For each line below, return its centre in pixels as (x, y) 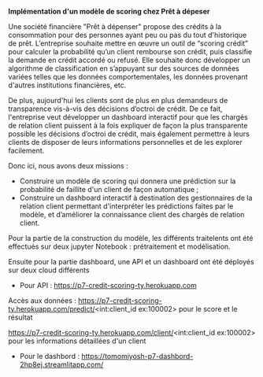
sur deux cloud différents (49, 270)
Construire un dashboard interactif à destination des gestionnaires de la (136, 198)
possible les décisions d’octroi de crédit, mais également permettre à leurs (129, 134)
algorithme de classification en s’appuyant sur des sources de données (124, 68)
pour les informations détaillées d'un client (77, 341)
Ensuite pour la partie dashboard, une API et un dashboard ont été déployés (131, 262)
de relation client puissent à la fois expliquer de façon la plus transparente (128, 126)
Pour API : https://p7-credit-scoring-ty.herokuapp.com (108, 285)
